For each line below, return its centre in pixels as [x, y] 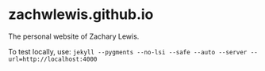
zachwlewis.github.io [81, 15]
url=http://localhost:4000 [53, 59]
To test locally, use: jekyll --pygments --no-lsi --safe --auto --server [128, 51]
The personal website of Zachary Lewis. [74, 36]
